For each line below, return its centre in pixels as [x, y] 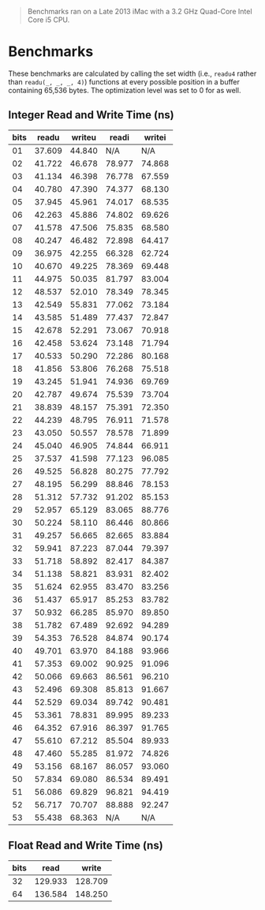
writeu [84, 137]
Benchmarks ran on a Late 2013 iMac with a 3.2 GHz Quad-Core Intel [140, 11]
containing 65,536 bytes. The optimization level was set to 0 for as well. [125, 90]
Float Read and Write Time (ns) [86, 846]
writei [155, 137]
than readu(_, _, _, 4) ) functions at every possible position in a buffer [124, 81]
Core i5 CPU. [49, 20]
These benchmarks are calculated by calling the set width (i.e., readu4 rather [132, 73]
